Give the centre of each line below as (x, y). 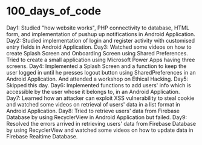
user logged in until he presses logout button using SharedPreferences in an (101, 72)
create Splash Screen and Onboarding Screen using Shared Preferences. (97, 53)
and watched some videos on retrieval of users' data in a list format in (93, 104)
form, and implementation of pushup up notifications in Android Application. (101, 34)
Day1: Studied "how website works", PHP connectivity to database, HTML (98, 28)
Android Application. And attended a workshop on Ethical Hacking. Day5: (97, 79)
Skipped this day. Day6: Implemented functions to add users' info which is (99, 85)
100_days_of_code (54, 11)
